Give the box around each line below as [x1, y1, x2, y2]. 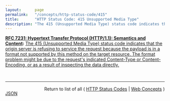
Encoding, [5, 62, 26, 68]
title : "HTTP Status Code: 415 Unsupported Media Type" [5, 17, 139, 22]
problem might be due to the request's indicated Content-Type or [5, 56, 142, 63]
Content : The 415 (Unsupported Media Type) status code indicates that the [5, 41, 163, 47]
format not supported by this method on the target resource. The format [5, 51, 155, 57]
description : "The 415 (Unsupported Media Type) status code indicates [5, 21, 159, 27]
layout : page [5, 7, 44, 13]
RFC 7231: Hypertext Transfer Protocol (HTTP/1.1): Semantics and [5, 35, 146, 41]
